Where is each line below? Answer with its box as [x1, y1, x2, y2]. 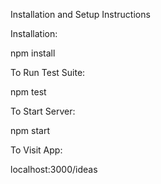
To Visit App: [10, 144, 63, 156]
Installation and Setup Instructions [10, 9, 151, 20]
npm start [10, 125, 51, 136]
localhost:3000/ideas [10, 164, 98, 175]
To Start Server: [10, 105, 76, 117]
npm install [10, 47, 56, 59]
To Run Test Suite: [10, 67, 86, 78]
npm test [10, 86, 47, 98]
